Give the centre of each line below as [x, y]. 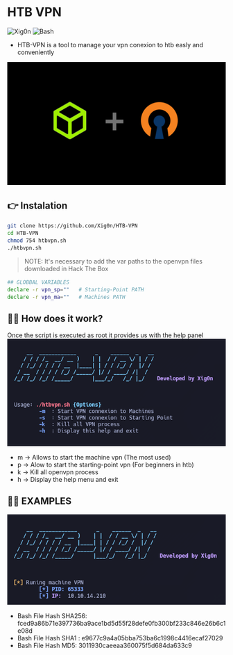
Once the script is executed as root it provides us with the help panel [105, 335]
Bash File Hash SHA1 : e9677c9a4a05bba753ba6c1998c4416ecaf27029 [120, 638]
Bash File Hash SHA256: [52, 615]
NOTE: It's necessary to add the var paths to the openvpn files [113, 261]
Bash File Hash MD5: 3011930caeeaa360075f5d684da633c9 [105, 645]
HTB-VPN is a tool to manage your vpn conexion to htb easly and [110, 45]
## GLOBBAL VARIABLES [38, 282]
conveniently [36, 52]
